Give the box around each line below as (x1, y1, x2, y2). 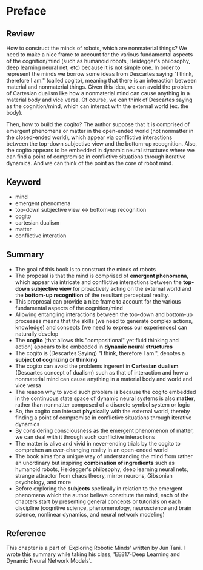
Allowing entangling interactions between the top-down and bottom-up (15, 311, 193, 318)
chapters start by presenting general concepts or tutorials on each (15, 498, 181, 505)
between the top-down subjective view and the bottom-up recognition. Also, (6, 140, 198, 147)
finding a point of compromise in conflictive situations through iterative (15, 414, 192, 421)
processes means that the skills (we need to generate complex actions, (15, 317, 193, 324)
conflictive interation (15, 232, 67, 239)
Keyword (6, 177, 41, 188)
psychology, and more (15, 478, 72, 486)
